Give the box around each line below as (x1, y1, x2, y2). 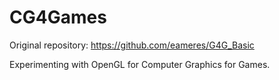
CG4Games (9, 6, 107, 29)
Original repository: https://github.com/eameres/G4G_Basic (9, 39, 255, 51)
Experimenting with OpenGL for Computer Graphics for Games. (9, 58, 271, 70)
